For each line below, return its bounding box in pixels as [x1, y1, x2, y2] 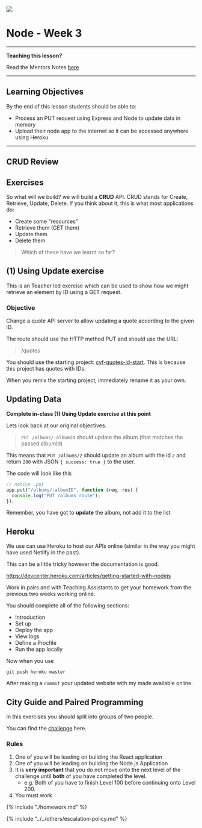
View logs [14, 633, 40, 640]
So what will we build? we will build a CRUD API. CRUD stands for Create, [6, 193, 188, 200]
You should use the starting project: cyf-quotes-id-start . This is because [6, 359, 186, 366]
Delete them [14, 237, 46, 244]
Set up [14, 620, 32, 627]
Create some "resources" [14, 218, 78, 225]
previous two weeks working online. [6, 591, 96, 598]
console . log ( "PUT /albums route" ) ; [11, 492, 101, 498]
